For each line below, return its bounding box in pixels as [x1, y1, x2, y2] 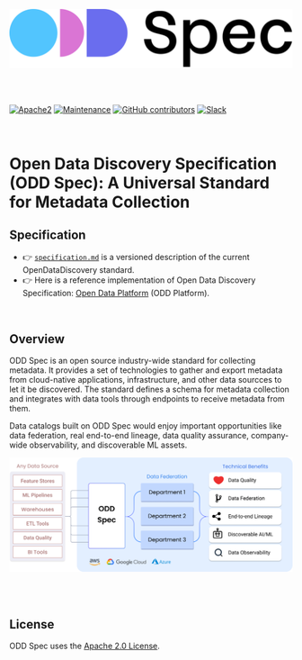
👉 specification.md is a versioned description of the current [22, 252, 250, 263]
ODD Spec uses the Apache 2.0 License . [9, 640, 160, 652]
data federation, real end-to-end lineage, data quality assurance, [9, 430, 249, 441]
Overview [9, 331, 66, 347]
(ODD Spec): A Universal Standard [9, 172, 270, 193]
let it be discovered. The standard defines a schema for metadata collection [9, 384, 290, 395]
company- [250, 430, 289, 441]
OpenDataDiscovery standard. [22, 265, 135, 276]
